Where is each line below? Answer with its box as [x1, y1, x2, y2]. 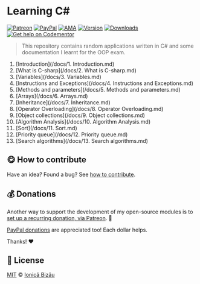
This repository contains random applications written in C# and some [21, 42, 194, 49]
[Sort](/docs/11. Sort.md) [15, 124, 77, 131]
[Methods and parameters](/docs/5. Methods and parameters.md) [15, 86, 181, 93]
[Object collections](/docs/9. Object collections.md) [15, 112, 146, 119]
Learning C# [7, 4, 70, 18]
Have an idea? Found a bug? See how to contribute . [7, 171, 135, 178]
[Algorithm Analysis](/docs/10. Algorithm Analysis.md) [15, 118, 151, 125]
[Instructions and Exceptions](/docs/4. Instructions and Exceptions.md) [15, 80, 194, 87]
